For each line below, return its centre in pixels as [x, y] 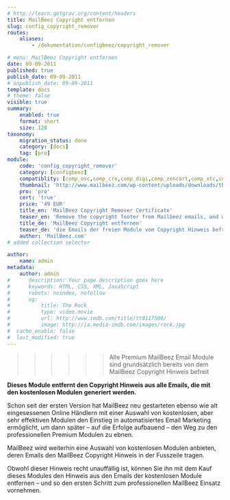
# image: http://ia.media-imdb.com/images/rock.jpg [96, 325]
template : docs [29, 90]
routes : [18, 33]
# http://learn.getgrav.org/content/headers [72, 13]
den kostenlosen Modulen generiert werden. [72, 392]
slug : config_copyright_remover [53, 26]
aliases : [32, 39]
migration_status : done [53, 140]
